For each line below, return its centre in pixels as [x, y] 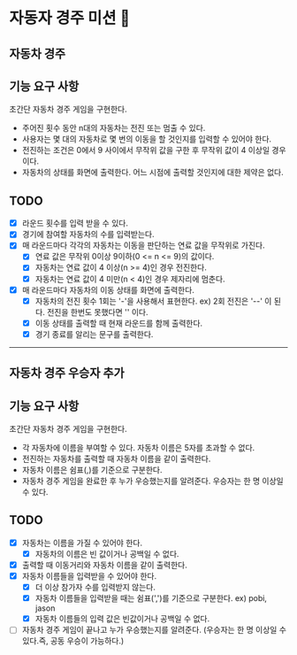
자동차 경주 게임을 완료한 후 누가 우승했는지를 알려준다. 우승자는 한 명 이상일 [153, 481]
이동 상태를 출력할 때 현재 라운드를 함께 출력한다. [119, 323]
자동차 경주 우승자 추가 [67, 373]
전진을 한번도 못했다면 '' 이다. [98, 312]
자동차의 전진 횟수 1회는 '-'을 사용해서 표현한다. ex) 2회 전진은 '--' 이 [153, 301]
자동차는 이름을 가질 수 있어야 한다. [82, 543]
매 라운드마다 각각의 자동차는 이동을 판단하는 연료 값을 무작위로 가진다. [143, 245]
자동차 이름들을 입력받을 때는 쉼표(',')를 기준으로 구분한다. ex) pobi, [151, 598]
